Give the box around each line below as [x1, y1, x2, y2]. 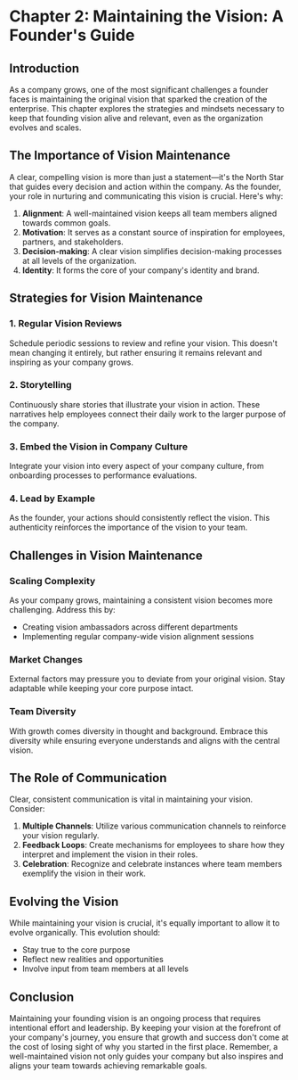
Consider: [9, 804, 45, 814]
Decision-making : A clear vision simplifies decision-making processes [21, 245, 283, 256]
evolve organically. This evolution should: [9, 927, 161, 938]
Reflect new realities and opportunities [21, 954, 165, 965]
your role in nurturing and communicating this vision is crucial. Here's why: [9, 190, 284, 202]
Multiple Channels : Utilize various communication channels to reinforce [21, 820, 286, 831]
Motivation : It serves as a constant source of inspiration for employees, [21, 227, 286, 237]
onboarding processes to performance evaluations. [9, 470, 197, 481]
